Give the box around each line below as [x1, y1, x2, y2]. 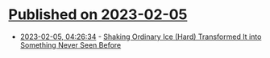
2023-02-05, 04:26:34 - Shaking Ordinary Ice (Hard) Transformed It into [19, 32, 262, 41]
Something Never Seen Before [19, 40, 122, 49]
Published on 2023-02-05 [8, 6, 188, 24]
